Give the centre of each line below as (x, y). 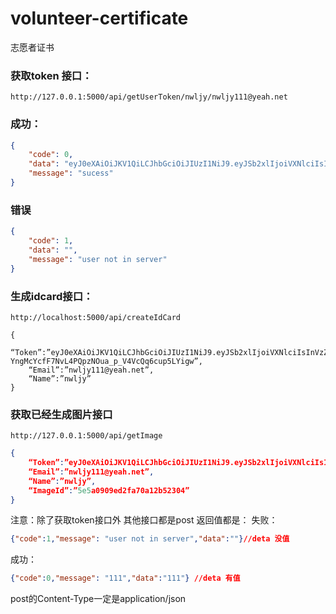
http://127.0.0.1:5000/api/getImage (86, 436)
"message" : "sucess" (71, 173)
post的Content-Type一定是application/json (98, 599)
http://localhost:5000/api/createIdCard (96, 317)
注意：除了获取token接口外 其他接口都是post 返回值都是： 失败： (144, 520)
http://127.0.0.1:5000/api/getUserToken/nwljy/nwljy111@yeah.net (149, 97)
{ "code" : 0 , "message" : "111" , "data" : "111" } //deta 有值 (125, 578)
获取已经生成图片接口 (61, 414)
